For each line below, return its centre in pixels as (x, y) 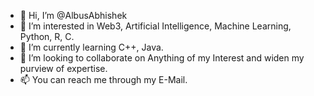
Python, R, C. (47, 36)
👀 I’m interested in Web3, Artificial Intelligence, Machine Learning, (155, 26)
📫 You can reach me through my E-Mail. (103, 79)
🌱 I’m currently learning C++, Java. (91, 47)
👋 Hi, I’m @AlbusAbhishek (73, 15)
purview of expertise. (63, 68)
